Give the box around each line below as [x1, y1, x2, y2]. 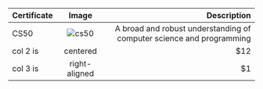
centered [63, 46, 98, 56]
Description [206, 10, 251, 20]
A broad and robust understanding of [114, 23, 251, 34]
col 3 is [12, 63, 39, 73]
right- [69, 59, 92, 69]
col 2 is [12, 46, 39, 56]
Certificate [12, 10, 53, 20]
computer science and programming [117, 33, 251, 44]
